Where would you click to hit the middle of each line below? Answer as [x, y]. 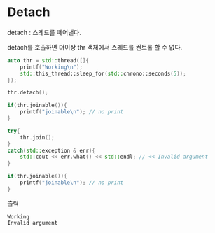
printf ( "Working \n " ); [51, 67]
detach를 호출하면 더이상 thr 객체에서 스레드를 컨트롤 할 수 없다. [95, 47]
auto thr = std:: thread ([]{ [48, 60]
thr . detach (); [28, 93]
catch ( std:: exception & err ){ [51, 150]
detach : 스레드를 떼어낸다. [44, 32]
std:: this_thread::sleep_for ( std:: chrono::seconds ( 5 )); [103, 73]
